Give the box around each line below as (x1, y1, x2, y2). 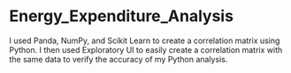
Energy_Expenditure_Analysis (9, 6, 234, 26)
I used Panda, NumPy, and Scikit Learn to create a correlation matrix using (9, 35, 280, 46)
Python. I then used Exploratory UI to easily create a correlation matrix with (9, 44, 283, 55)
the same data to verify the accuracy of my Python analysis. (9, 54, 228, 64)
